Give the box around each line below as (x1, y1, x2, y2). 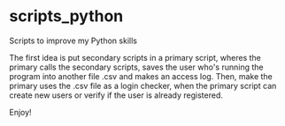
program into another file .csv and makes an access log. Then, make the (9, 70, 273, 81)
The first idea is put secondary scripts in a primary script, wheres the (9, 52, 261, 63)
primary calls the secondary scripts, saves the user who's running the (9, 62, 264, 72)
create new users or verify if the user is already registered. (9, 90, 223, 100)
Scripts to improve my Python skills (9, 35, 137, 46)
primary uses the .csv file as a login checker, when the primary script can (9, 80, 277, 91)
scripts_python (9, 6, 124, 26)
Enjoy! (9, 107, 33, 117)
